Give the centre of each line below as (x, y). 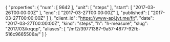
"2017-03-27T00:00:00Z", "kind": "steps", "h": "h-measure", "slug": (77, 23)
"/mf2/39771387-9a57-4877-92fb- (104, 29)
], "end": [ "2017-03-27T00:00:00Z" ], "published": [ (94, 13)
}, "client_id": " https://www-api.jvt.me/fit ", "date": (102, 18)
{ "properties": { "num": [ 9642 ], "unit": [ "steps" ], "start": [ (69, 7)
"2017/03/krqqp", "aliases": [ (36, 29)
